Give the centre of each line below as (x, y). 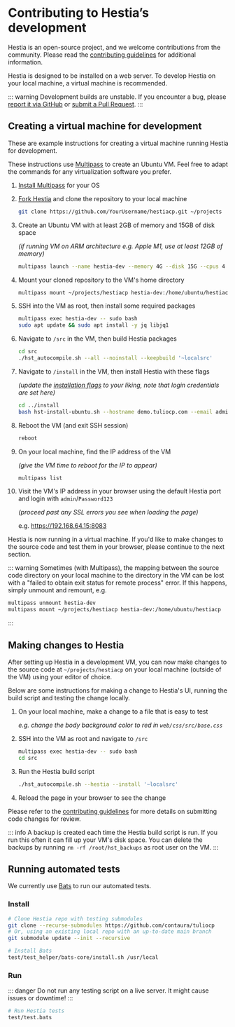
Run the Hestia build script (56, 771)
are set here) (36, 392)
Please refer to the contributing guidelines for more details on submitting (113, 811)
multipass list (40, 478)
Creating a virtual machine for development (105, 127)
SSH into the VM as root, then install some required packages (107, 306)
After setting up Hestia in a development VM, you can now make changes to (117, 662)
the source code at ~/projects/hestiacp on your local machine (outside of (115, 669)
